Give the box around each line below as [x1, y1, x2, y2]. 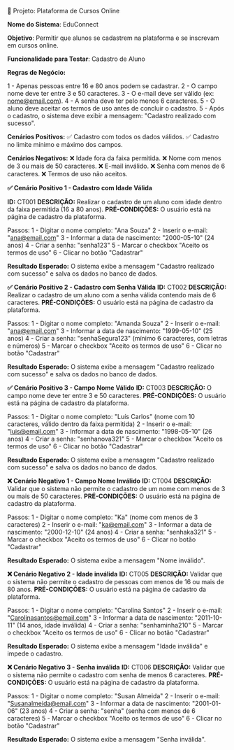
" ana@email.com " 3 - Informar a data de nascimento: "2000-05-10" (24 [7, 234, 215, 241]
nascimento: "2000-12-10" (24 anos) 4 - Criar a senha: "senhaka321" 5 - [7, 528, 217, 536]
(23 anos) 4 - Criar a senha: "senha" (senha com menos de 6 [19, 707, 196, 715]
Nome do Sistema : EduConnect [7, 20, 99, 28]
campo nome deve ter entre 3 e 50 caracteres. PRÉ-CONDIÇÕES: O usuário [7, 392, 226, 399]
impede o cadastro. [7, 649, 64, 658]
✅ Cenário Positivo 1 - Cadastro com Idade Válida [7, 184, 152, 192]
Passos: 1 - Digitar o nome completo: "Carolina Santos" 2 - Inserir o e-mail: [7, 606, 223, 614]
